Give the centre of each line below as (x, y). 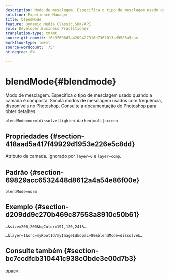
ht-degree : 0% (20, 52)
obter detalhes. (21, 111)
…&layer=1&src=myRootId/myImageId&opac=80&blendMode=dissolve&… (74, 235)
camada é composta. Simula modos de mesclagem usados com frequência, (84, 101)
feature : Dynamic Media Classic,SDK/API (48, 24)
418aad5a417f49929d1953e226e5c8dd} (70, 144)
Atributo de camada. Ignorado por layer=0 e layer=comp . (63, 156)
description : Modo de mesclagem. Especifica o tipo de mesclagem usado (82, 10)
